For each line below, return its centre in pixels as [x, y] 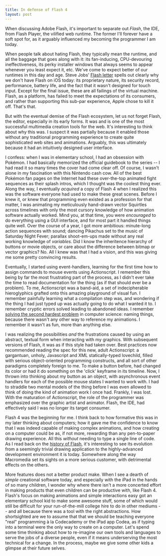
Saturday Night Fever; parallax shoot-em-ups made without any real [75, 236]
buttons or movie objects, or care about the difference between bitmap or [80, 247]
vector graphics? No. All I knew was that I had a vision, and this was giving [81, 252]
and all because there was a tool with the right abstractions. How [75, 511]
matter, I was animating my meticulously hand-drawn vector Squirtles [76, 204]
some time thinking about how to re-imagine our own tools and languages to [83, 532]
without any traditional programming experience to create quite [70, 137]
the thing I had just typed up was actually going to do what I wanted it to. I [81, 303]
